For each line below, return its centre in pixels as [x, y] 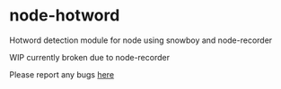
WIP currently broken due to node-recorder [90, 57]
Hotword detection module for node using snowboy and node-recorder [141, 40]
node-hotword [65, 16]
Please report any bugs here [62, 74]
